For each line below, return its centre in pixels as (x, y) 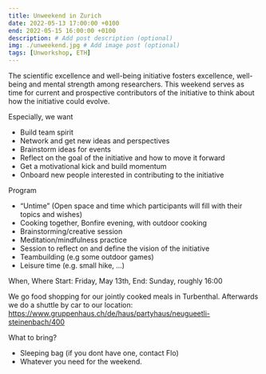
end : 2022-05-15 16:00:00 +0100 (62, 30)
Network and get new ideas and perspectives (95, 141)
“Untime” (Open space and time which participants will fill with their (131, 206)
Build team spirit (47, 132)
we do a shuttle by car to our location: (71, 305)
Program (23, 190)
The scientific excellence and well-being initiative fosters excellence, (121, 76)
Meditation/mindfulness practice (73, 240)
